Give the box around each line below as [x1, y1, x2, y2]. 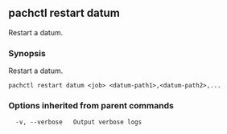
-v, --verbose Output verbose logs [15, 118, 142, 127]
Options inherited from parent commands [8, 100, 175, 112]
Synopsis [8, 47, 46, 59]
